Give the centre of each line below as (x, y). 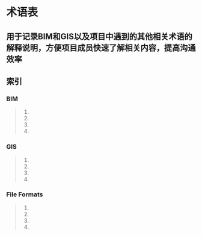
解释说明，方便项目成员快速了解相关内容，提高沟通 (101, 48)
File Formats (25, 194)
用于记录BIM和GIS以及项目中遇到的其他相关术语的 (99, 36)
